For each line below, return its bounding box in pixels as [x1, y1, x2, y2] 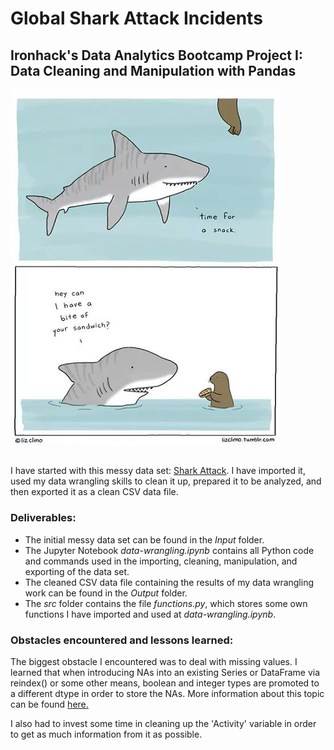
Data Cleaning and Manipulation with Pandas [10, 62, 297, 79]
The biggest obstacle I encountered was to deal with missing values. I [10, 655, 298, 667]
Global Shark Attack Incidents [10, 7, 263, 30]
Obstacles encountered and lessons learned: [10, 633, 234, 647]
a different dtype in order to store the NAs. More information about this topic [10, 687, 325, 699]
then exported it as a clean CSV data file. [10, 486, 179, 498]
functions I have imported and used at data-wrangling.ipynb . [24, 608, 277, 620]
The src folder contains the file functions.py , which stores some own [24, 597, 308, 609]
